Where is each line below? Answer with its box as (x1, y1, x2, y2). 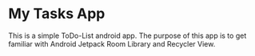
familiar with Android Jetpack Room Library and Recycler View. (8, 39, 216, 48)
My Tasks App (8, 5, 106, 23)
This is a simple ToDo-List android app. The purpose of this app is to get (8, 31, 247, 40)
